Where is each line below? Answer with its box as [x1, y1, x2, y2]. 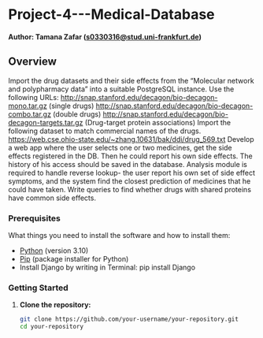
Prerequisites [8, 213, 61, 224]
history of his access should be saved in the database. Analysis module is [8, 159, 248, 169]
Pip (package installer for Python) [19, 254, 129, 263]
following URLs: [8, 92, 59, 102]
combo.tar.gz [8, 109, 51, 119]
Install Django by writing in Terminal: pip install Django [19, 262, 195, 272]
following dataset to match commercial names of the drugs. [8, 126, 202, 136]
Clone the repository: [19, 300, 91, 310]
